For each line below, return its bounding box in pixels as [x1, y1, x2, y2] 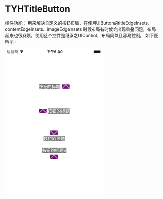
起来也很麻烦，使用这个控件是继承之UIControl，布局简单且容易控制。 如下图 [5, 32, 159, 38]
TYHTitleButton [5, 3, 70, 15]
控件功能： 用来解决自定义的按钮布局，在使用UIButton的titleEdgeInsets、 [5, 20, 153, 26]
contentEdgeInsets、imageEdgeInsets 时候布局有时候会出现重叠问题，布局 [5, 26, 156, 32]
